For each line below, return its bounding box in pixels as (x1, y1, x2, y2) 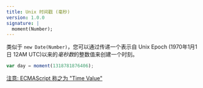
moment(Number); (12, 25, 53, 32)
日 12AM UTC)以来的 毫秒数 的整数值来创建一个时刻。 (6, 51, 138, 58)
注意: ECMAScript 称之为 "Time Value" (6, 75, 102, 82)
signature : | (6, 20, 40, 26)
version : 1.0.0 (6, 15, 45, 21)
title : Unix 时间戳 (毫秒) (6, 8, 70, 15)
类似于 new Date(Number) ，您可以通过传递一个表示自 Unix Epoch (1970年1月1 (6, 43, 198, 50)
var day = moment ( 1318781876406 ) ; (6, 63, 94, 69)
